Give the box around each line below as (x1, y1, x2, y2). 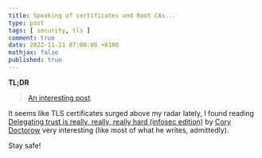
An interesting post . (27, 93, 93, 102)
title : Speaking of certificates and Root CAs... (8, 11, 177, 20)
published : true (8, 56, 62, 64)
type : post (8, 19, 45, 27)
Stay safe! (8, 141, 41, 150)
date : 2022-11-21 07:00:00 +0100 (8, 41, 119, 49)
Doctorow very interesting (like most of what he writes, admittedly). (8, 125, 229, 135)
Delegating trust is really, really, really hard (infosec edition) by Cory (8, 117, 232, 126)
